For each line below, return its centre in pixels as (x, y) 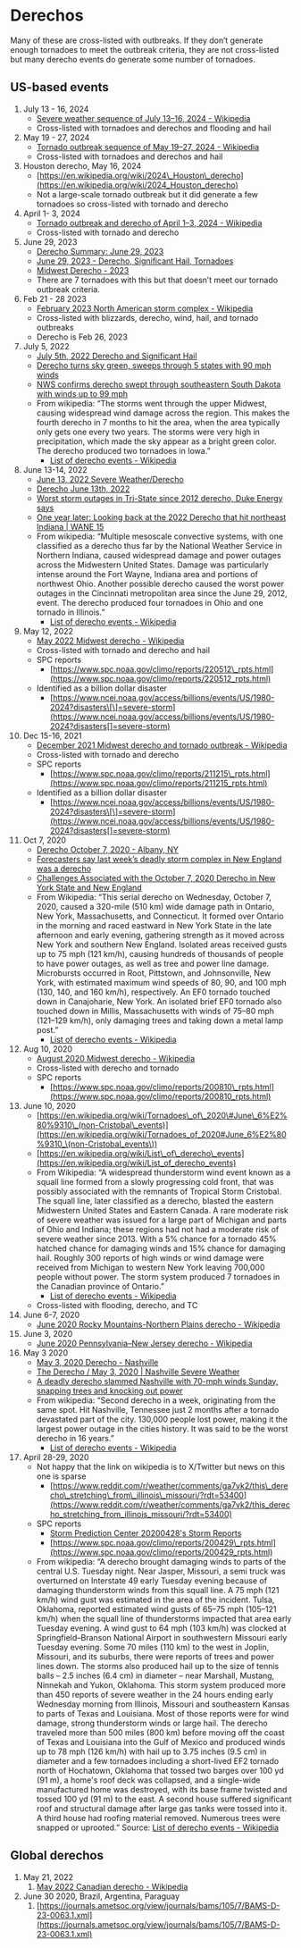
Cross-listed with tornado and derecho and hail (123, 650)
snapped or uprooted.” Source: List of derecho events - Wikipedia (158, 1827)
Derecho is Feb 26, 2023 (82, 337)
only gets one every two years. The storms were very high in (148, 432)
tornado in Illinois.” (71, 612)
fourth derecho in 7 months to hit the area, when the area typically (158, 422)
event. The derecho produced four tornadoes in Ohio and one (150, 602)
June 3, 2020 (48, 1333)
